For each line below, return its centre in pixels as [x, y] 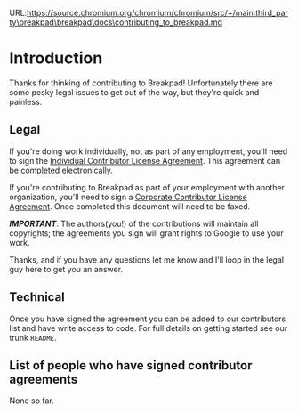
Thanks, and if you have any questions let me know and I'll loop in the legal [147, 259]
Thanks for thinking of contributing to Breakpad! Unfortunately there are [141, 83]
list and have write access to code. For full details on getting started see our [149, 328]
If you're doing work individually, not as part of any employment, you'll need [149, 151]
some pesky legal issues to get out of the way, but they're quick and [134, 92]
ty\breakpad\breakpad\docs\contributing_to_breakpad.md [116, 22]
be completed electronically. [61, 170]
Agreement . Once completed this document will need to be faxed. [130, 206]
